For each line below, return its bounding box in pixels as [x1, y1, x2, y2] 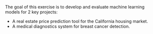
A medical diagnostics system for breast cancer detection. [12, 23, 131, 29]
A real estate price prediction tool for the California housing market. [12, 19, 148, 24]
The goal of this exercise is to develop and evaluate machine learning [5, 4, 145, 10]
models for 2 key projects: [5, 9, 58, 15]
